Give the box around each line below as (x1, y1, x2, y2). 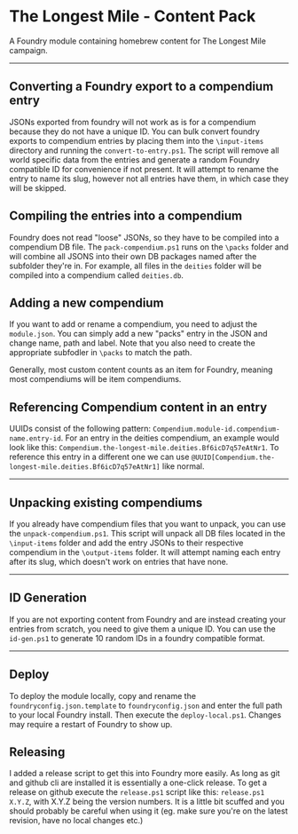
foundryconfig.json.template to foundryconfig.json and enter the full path (9, 700, 283, 711)
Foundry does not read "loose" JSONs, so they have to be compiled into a (9, 232, 279, 242)
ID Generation (9, 591, 87, 606)
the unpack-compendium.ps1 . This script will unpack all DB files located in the (9, 528, 286, 538)
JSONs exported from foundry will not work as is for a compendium (9, 116, 256, 127)
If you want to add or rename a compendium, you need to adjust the (9, 319, 258, 330)
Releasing (9, 744, 66, 760)
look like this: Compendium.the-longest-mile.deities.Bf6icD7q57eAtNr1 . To (9, 442, 279, 453)
